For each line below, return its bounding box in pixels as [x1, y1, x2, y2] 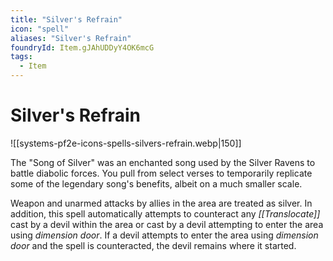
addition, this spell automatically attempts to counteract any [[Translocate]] [10, 207, 321, 220]
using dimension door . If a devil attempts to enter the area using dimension [10, 229, 319, 241]
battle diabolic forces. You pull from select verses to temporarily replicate [10, 167, 313, 179]
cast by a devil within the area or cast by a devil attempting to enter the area [10, 218, 324, 230]
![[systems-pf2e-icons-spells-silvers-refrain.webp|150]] [10, 137, 242, 149]
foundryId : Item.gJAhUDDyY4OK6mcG [10, 42, 155, 53]
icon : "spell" [10, 24, 70, 34]
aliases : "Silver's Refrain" [10, 33, 132, 43]
